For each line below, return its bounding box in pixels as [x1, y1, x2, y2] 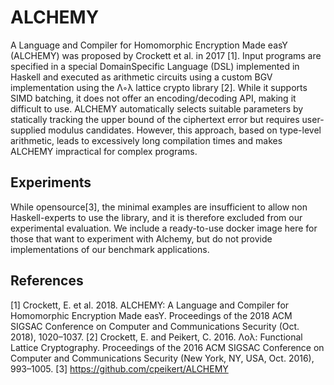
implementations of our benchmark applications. [10, 243, 210, 255]
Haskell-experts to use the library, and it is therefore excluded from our [10, 211, 303, 223]
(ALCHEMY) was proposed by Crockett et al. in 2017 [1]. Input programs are [10, 49, 322, 61]
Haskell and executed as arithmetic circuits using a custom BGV [10, 71, 273, 83]
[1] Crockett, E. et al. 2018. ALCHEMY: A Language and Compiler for [10, 299, 290, 311]
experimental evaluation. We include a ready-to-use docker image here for [10, 222, 318, 234]
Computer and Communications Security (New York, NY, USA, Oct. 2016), [10, 352, 315, 364]
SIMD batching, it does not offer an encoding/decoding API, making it [10, 92, 297, 104]
